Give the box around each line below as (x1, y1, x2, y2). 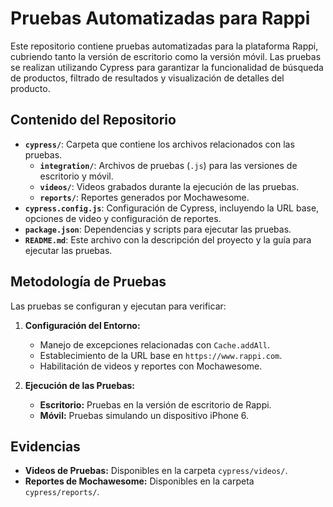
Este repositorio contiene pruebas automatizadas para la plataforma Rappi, (10, 40, 319, 52)
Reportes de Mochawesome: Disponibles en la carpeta (24, 475, 255, 487)
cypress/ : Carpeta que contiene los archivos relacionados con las (24, 138, 295, 150)
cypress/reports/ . (24, 486, 100, 498)
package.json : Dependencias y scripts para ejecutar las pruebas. (24, 223, 292, 235)
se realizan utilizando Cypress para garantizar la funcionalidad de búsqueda (10, 61, 324, 73)
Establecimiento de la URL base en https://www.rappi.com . (39, 349, 283, 361)
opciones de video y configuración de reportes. (24, 212, 222, 224)
